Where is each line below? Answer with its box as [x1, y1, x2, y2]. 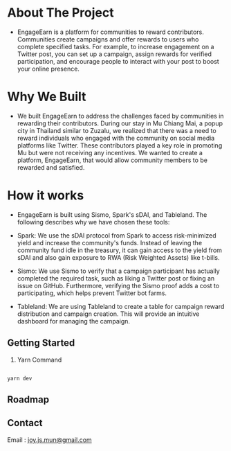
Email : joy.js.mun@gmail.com [7, 435, 92, 444]
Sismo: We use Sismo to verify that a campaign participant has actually [17, 267, 220, 275]
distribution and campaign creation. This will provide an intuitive [17, 310, 200, 318]
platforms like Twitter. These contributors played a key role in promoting [17, 141, 223, 150]
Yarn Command [17, 355, 62, 364]
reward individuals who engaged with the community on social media [17, 134, 215, 142]
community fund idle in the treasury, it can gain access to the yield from [17, 246, 223, 254]
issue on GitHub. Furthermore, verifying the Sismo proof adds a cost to [17, 281, 220, 290]
